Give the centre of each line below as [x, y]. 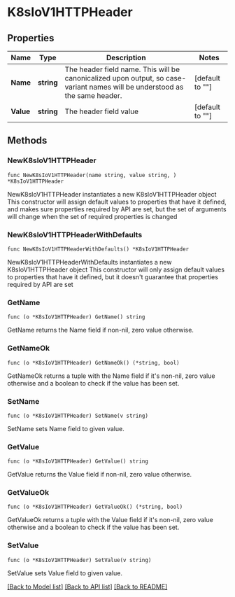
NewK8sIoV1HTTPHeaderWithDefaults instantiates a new [90, 262]
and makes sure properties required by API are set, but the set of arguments [117, 209]
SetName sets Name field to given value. [66, 428]
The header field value [101, 111]
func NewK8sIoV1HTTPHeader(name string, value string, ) [92, 175]
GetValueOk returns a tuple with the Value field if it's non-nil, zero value [110, 520]
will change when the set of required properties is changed [92, 216]
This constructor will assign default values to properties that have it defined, [117, 202]
